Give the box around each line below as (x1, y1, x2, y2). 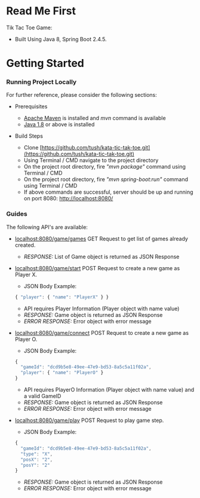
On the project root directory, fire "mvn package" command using (23, 163, 186, 170)
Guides (6, 210, 28, 218)
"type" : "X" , (20, 451, 53, 457)
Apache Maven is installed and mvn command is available (23, 115, 166, 122)
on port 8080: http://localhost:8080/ (23, 195, 113, 202)
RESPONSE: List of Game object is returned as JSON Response (23, 253, 180, 260)
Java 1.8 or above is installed (23, 121, 95, 128)
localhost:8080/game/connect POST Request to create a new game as (14, 329, 189, 336)
